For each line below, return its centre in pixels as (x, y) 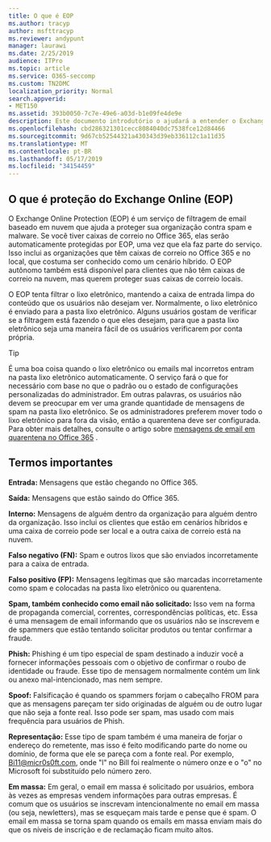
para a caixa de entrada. (49, 564)
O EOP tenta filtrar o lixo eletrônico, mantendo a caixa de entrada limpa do (132, 294)
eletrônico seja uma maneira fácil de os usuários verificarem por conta (125, 328)
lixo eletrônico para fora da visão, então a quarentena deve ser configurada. (134, 420)
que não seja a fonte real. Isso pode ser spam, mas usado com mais (121, 712)
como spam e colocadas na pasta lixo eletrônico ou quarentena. (115, 588)
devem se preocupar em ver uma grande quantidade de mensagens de (127, 403)
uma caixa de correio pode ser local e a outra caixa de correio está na (125, 531)
